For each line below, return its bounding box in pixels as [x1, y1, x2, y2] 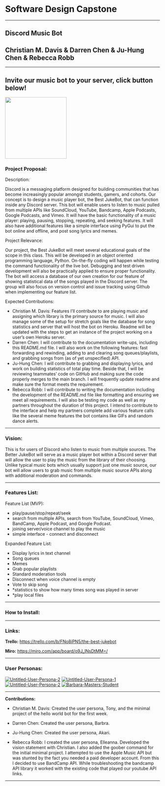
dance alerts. [12, 418, 39, 424]
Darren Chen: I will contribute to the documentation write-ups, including [12, 340, 158, 345]
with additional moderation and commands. [5, 472, 93, 478]
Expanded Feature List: [5, 541, 52, 547]
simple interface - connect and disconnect [12, 531, 99, 537]
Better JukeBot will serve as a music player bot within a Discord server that [5, 451, 157, 457]
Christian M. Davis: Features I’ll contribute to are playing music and [12, 308, 148, 314]
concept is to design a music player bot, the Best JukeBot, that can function [5, 197, 159, 203]
